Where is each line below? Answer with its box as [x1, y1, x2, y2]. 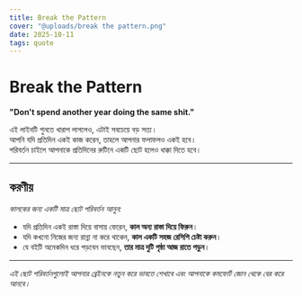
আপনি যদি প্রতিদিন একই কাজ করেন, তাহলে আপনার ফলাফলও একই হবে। [9, 134, 197, 145]
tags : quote [9, 38, 54, 48]
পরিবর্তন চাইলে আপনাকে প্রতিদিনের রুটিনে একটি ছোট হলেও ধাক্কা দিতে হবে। [9, 145, 202, 156]
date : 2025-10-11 [9, 30, 75, 39]
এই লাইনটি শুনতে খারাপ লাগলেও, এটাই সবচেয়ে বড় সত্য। [9, 124, 157, 135]
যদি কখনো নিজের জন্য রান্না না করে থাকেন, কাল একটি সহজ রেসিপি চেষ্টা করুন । [22, 231, 222, 242]
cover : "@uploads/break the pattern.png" [9, 22, 167, 31]
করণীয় [9, 179, 34, 194]
